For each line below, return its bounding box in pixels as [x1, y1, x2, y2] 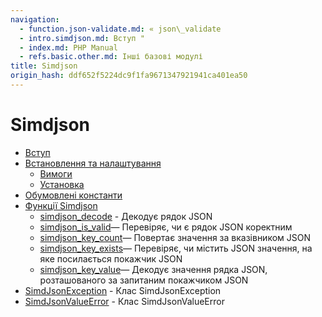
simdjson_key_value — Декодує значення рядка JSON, [39, 263, 268, 275]
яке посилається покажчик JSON [39, 252, 183, 265]
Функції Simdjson [24, 199, 98, 211]
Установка [39, 178, 85, 190]
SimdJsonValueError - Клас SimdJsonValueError [24, 295, 225, 307]
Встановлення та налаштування [24, 157, 162, 169]
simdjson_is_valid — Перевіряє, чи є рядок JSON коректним [39, 221, 293, 233]
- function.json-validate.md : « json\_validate [19, 24, 222, 34]
